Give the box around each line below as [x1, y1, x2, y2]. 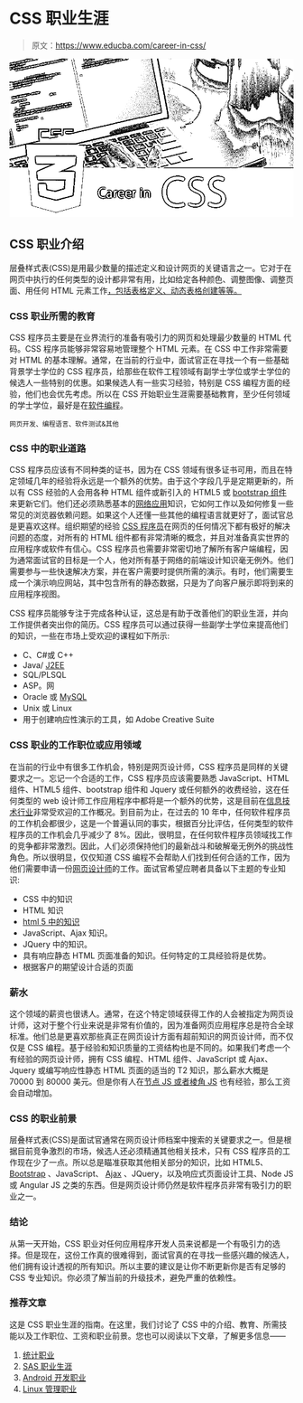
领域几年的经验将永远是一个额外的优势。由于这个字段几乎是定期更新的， [16, 476, 286, 486]
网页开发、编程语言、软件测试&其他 [9, 419, 120, 429]
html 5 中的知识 [22, 916, 80, 927]
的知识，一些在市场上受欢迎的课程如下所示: [9, 630, 170, 642]
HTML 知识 [22, 905, 64, 916]
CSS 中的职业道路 [9, 442, 87, 455]
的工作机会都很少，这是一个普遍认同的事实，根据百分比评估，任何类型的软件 [9, 817, 294, 828]
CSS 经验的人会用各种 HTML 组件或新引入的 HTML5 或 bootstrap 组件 [26, 487, 287, 498]
